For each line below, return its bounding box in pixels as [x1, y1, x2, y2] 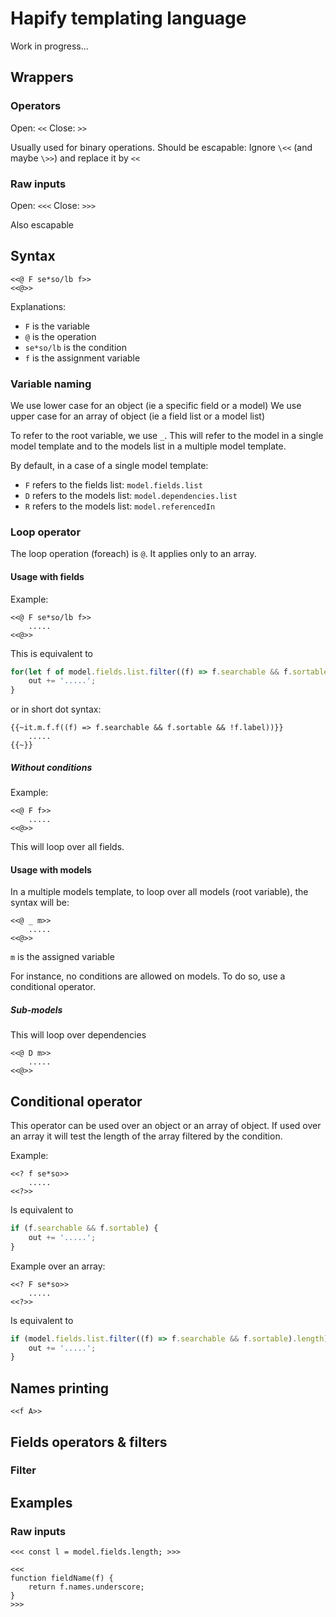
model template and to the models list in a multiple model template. [10, 440, 287, 452]
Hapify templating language [10, 7, 247, 30]
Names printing [10, 1380, 109, 1397]
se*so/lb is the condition [24, 341, 127, 353]
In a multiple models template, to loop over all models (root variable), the [10, 886, 309, 898]
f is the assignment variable [24, 352, 141, 364]
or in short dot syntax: [10, 703, 102, 716]
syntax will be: [10, 897, 70, 909]
